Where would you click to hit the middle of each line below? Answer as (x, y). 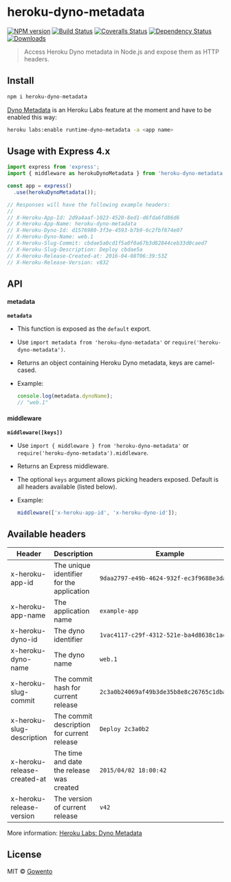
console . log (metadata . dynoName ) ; (65, 396)
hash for (67, 688)
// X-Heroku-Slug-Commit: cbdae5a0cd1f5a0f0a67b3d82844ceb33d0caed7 (107, 243)
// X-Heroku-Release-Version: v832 (58, 263)
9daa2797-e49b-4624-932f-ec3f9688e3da (163, 578)
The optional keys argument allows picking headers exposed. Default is (118, 480)
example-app (119, 611)
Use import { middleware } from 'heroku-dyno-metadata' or (103, 446)
